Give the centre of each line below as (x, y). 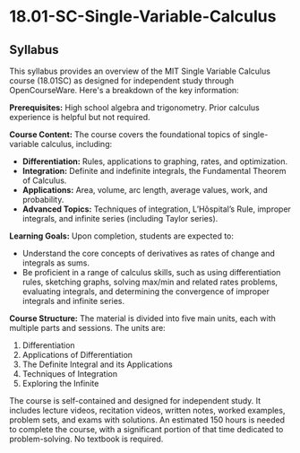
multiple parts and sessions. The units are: (87, 328)
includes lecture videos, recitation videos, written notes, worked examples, (147, 410)
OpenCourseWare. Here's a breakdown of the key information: (124, 90)
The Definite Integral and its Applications (97, 364)
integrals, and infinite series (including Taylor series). (120, 218)
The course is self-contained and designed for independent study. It (135, 401)
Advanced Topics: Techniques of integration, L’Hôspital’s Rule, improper (156, 209)
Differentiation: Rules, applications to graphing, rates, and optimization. (155, 161)
